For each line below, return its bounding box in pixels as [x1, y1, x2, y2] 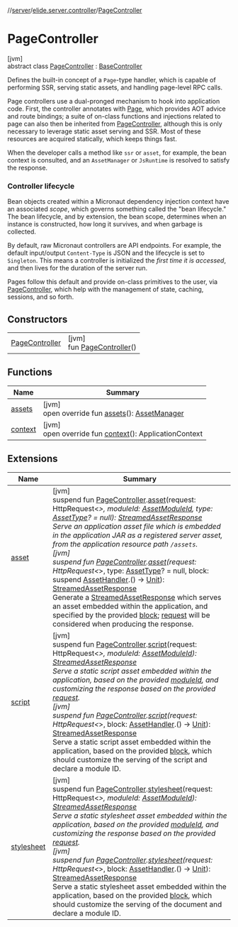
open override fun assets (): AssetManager [42, 408, 184, 418]
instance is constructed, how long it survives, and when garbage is [7, 220, 203, 229]
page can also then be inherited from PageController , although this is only [7, 119, 223, 128]
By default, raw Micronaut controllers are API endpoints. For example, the [7, 241, 222, 250]
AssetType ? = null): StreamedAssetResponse [52, 512, 203, 522]
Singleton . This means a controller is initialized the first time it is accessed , [7, 256, 227, 265]
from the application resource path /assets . [52, 539, 198, 549]
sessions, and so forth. [7, 292, 74, 301]
